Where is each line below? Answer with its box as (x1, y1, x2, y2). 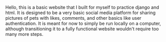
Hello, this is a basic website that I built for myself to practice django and (5, 5, 159, 10)
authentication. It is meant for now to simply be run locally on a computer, (5, 20, 161, 26)
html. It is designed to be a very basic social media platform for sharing (5, 10, 156, 16)
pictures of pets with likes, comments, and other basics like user (5, 15, 142, 21)
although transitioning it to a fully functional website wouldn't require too (5, 26, 159, 32)
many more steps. (5, 31, 44, 37)
